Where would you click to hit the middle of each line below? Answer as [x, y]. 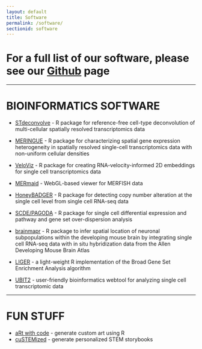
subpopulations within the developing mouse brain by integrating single [103, 238]
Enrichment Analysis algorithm [53, 268]
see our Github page [58, 71]
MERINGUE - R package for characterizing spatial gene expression [97, 141]
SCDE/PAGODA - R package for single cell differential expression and [101, 213]
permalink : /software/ [35, 23]
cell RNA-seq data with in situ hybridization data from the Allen [93, 244]
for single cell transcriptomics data [58, 171]
